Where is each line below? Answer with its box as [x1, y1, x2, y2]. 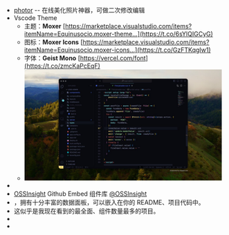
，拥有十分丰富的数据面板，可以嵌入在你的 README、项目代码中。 [13, 198, 205, 206]
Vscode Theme [13, 14, 57, 22]
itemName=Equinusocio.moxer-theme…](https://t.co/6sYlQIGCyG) [24, 30, 213, 38]
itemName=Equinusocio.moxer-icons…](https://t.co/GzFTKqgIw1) [24, 46, 211, 54]
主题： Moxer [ [24, 22, 66, 30]
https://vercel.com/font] [80, 54, 149, 62]
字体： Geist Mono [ [24, 54, 81, 62]
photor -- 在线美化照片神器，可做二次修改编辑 [13, 6, 145, 14]
